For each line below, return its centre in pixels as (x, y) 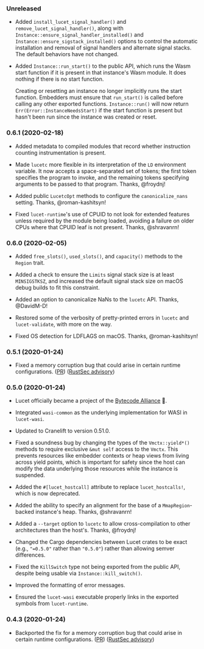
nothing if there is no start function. (59, 79)
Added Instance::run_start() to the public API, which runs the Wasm (103, 66)
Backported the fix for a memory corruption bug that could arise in (99, 632)
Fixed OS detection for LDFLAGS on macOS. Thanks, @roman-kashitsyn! (107, 336)
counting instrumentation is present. (61, 152)
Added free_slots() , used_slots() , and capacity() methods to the (99, 256)
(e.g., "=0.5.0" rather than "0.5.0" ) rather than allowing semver (95, 549)
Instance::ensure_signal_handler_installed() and (79, 35)
